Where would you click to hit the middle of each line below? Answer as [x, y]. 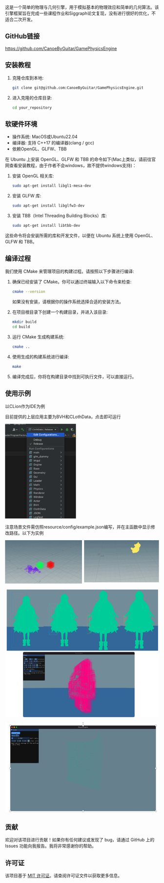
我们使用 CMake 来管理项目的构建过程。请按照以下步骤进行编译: [70, 271]
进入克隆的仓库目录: [32, 97]
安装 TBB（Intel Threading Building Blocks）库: [60, 215]
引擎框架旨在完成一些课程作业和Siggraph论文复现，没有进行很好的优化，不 [81, 13]
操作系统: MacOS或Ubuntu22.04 [45, 137]
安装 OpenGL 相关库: [33, 176]
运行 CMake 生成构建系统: [38, 337]
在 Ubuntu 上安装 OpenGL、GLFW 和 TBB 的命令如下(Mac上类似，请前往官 [81, 159]
